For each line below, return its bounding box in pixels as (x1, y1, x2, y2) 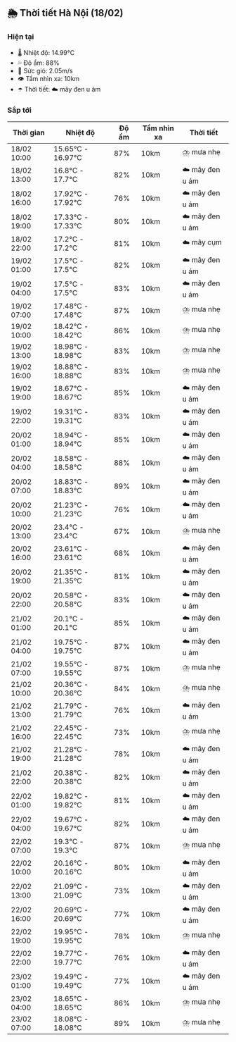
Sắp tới (7, 105, 32, 115)
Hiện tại (7, 32, 34, 42)
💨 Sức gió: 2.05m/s (17, 66, 73, 75)
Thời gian (13, 128, 46, 137)
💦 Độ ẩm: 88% (17, 58, 60, 67)
